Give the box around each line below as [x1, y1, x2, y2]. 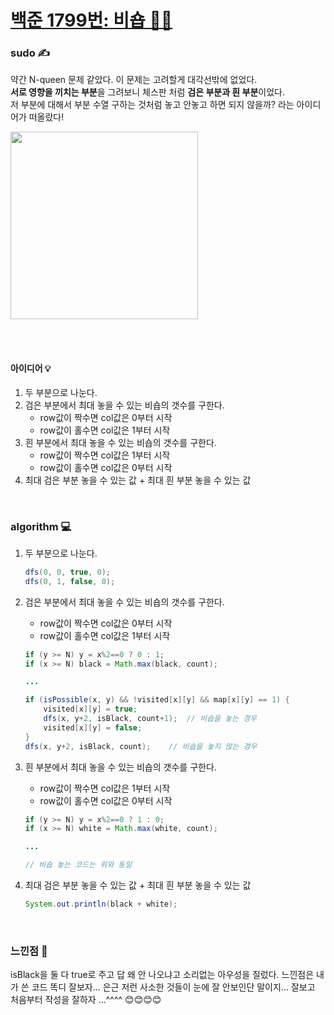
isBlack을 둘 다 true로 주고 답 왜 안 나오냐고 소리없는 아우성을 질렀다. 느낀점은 [10, 969, 315, 981]
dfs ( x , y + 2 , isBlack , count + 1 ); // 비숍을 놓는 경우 [43, 714, 258, 724]
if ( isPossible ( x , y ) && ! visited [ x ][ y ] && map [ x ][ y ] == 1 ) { [24, 695, 290, 705]
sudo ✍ [10, 46, 51, 60]
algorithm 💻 [10, 519, 72, 533]
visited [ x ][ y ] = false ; [43, 722, 143, 733]
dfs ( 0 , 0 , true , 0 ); [24, 567, 111, 577]
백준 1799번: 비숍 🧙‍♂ [10, 9, 173, 32]
